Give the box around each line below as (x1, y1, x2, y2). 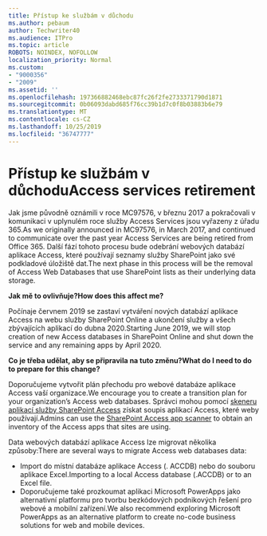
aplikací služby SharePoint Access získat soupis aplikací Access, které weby (8, 405, 259, 414)
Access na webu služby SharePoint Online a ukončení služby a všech (8, 315, 236, 324)
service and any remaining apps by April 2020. (8, 340, 162, 350)
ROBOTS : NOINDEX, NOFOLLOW (8, 49, 98, 57)
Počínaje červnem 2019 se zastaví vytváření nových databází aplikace (8, 306, 238, 315)
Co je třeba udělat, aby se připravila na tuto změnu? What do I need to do (8, 355, 253, 365)
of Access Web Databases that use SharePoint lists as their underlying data (8, 267, 257, 276)
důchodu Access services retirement (8, 181, 256, 199)
